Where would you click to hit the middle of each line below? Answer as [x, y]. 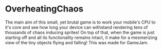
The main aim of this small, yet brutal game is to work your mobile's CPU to [80, 22]
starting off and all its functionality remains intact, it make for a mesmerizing [81, 37]
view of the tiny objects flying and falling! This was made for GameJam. [77, 42]
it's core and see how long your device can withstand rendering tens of [77, 27]
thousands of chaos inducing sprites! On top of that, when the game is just [80, 32]
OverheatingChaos [44, 9]
